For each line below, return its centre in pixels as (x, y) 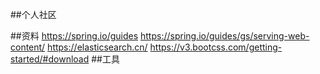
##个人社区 (33, 14)
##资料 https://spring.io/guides (74, 36)
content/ (28, 47)
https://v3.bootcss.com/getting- (216, 47)
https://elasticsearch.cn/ (97, 47)
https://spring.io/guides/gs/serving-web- (225, 36)
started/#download (50, 59)
